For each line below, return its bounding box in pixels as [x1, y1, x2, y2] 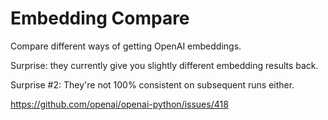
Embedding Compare [10, 7, 190, 30]
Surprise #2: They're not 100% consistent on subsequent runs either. [10, 78, 295, 91]
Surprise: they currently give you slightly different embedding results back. [10, 59, 319, 71]
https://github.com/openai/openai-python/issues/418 [10, 98, 229, 110]
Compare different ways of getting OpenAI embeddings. [10, 40, 242, 52]
